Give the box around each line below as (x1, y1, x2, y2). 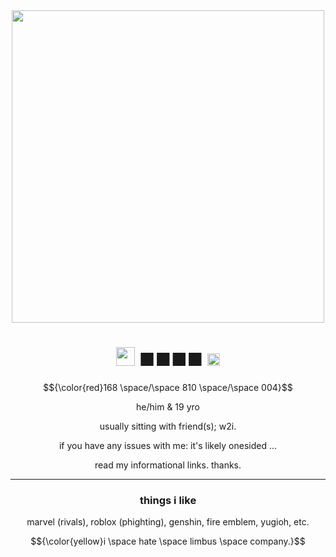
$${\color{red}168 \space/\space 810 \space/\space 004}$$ (43, 381, 293, 393)
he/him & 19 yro (136, 400, 200, 413)
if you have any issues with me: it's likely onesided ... (58, 439, 278, 451)
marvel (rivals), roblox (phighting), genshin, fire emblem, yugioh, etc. (26, 516, 310, 528)
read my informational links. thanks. (94, 459, 242, 471)
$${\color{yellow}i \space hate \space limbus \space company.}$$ (30, 535, 306, 548)
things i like (139, 493, 197, 507)
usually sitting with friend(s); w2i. (99, 420, 237, 432)
